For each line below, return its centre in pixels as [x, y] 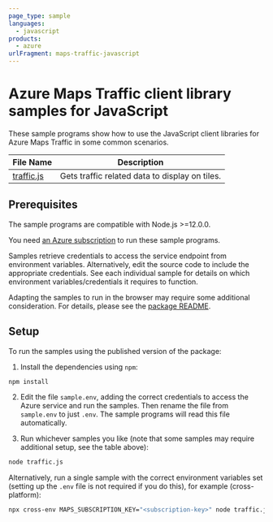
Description [141, 162]
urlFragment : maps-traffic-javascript [74, 54]
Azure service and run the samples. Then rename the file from [124, 406]
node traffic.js [36, 462]
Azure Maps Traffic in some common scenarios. [89, 142]
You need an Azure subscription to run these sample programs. [115, 239]
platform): [25, 495]
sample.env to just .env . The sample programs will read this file [125, 414]
